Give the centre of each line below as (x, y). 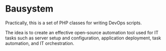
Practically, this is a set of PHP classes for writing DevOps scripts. (74, 23)
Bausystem (29, 9)
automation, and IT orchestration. (40, 43)
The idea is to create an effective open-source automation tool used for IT (82, 32)
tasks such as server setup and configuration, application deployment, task (83, 38)
